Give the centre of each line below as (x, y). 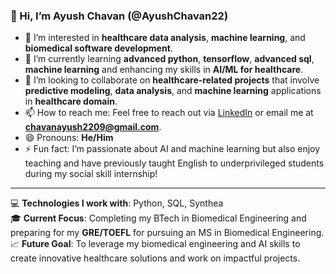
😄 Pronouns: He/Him (69, 138)
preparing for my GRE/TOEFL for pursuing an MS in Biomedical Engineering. (167, 233)
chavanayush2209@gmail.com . (93, 127)
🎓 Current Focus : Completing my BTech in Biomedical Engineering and (158, 218)
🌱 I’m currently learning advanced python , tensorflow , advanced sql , (169, 59)
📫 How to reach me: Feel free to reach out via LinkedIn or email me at (169, 113)
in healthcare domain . (71, 101)
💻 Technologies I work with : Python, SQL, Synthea (117, 203)
